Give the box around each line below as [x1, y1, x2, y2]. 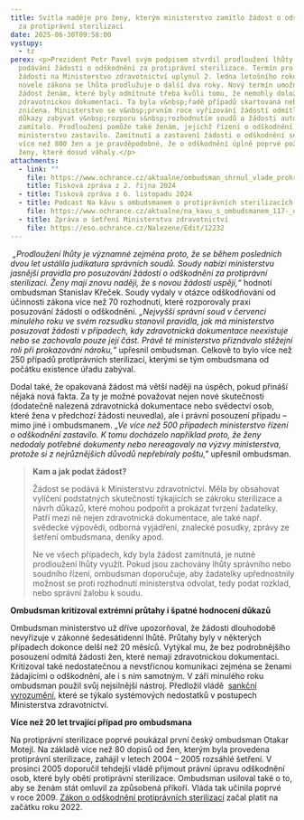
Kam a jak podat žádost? [32, 466, 127, 476]
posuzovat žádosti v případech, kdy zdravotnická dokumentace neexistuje [10, 325, 289, 335]
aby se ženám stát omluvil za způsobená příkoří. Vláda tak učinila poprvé [10, 782, 282, 793]
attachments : [10, 156, 60, 165]
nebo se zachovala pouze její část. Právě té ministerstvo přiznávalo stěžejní [10, 335, 293, 345]
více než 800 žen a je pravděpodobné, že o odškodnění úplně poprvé [18, 139, 281, 148]
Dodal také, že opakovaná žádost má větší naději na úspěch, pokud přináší [10, 381, 288, 391]
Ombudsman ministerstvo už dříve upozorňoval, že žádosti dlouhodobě [10, 622, 276, 633]
